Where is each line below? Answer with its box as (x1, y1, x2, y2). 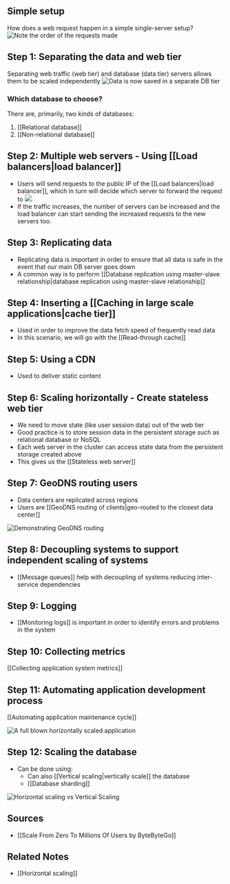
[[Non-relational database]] (17, 130, 95, 139)
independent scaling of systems (7, 554, 149, 566)
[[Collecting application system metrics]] (7, 664, 123, 672)
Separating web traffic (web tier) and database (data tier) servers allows (7, 69, 212, 78)
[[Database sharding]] (27, 779, 90, 787)
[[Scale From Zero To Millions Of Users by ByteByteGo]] (17, 831, 176, 839)
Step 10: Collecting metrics (7, 645, 126, 657)
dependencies (40, 580, 81, 588)
